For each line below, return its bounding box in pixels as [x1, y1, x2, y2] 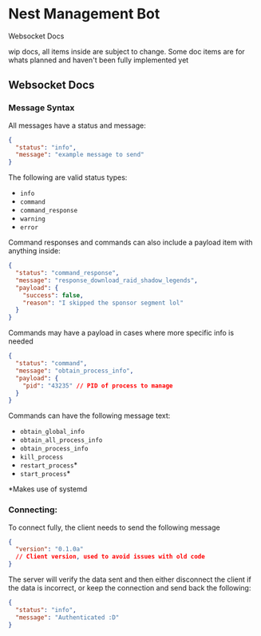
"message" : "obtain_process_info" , [15, 367, 134, 375]
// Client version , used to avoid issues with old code [15, 553, 205, 561]
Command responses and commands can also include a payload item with [8, 237, 253, 248]
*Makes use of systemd [8, 484, 88, 494]
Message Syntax [8, 102, 75, 113]
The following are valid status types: [8, 173, 128, 182]
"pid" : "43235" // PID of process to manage [22, 381, 173, 390]
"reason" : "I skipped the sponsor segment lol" [22, 299, 184, 307]
